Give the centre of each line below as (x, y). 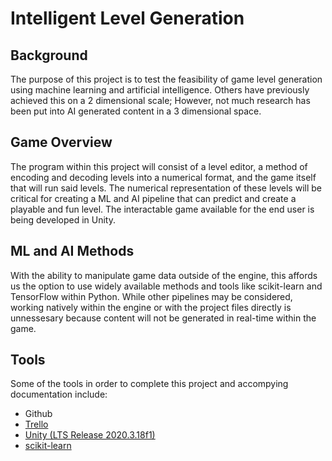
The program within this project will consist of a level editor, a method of (159, 166)
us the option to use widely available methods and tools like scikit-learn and (166, 286)
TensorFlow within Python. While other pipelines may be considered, (151, 296)
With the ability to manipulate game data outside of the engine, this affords (164, 275)
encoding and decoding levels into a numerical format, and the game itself (163, 177)
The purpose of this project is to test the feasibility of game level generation (166, 79)
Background (49, 55)
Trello (36, 424)
